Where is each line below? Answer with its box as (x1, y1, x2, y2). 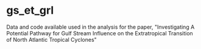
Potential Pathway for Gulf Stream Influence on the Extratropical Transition (6, 29, 193, 36)
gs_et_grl (6, 4, 54, 17)
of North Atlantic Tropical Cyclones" (6, 36, 97, 43)
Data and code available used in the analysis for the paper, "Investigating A (6, 23, 195, 30)
